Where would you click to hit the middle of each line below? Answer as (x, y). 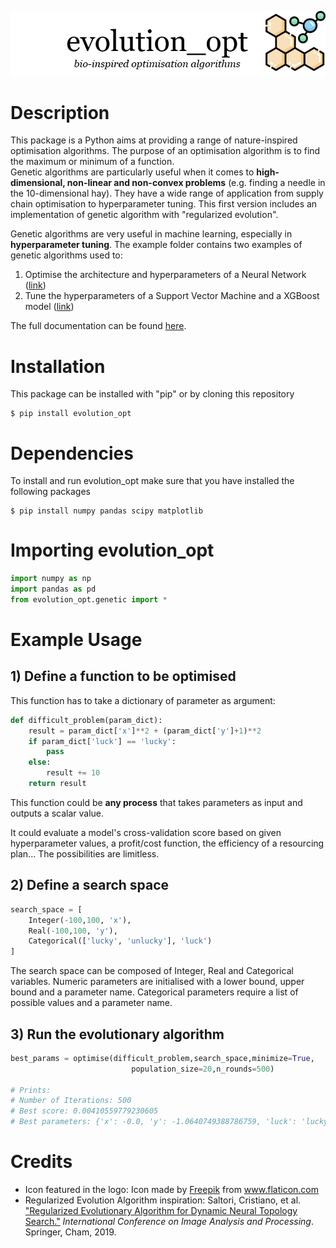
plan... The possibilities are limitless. (85, 853)
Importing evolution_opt (112, 550)
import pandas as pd (53, 589)
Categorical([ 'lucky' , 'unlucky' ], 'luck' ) (120, 941)
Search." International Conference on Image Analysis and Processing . (169, 1222)
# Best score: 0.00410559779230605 (84, 1111)
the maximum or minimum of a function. (92, 162)
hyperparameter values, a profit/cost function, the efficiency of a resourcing (167, 843)
